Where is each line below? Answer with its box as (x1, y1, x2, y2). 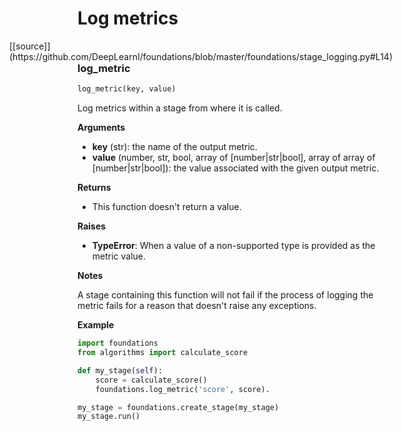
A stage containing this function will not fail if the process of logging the (77, 289, 374, 301)
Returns (77, 182, 112, 194)
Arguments (77, 122, 126, 134)
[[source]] (9, 40, 51, 52)
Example (77, 319, 115, 331)
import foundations (77, 338, 159, 349)
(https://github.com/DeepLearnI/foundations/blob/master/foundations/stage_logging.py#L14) (9, 50, 393, 62)
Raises (77, 220, 107, 232)
